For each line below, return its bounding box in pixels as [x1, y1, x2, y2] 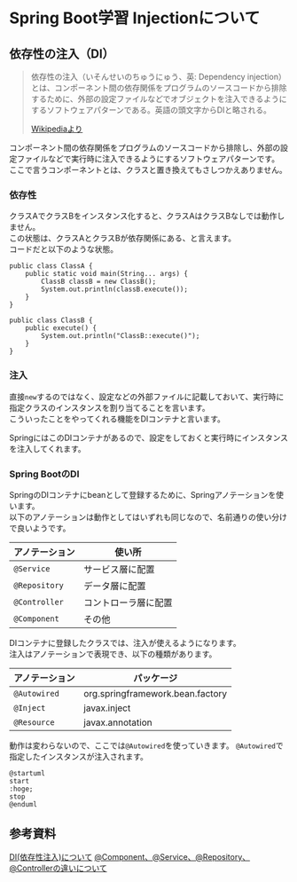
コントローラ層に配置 [83, 596, 173, 609]
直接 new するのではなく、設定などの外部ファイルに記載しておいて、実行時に [9, 391, 285, 402]
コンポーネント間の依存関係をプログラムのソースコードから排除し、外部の [9, 143, 281, 153]
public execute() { [25, 324, 98, 333]
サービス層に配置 [83, 563, 155, 575]
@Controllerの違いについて [9, 862, 108, 873]
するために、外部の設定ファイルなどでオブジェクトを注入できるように [30, 94, 287, 104]
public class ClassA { [9, 262, 93, 271]
